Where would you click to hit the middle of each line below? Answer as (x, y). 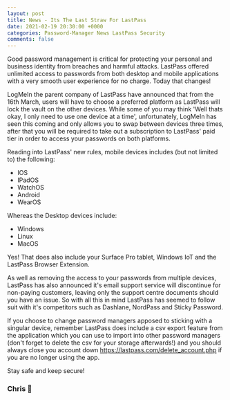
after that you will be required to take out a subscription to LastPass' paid (111, 131)
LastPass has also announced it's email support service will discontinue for (114, 285)
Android (28, 195)
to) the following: (31, 159)
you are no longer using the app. (54, 358)
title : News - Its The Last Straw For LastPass (77, 20)
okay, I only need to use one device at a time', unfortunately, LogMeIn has (112, 117)
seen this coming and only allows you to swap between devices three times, (116, 124)
